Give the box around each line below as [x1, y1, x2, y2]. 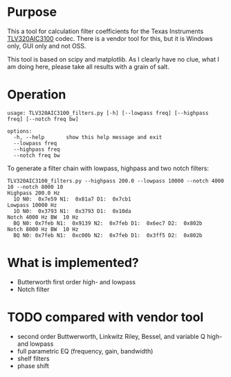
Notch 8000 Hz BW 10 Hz [7, 226, 79, 232]
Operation [7, 87, 66, 102]
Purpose [7, 4, 57, 20]
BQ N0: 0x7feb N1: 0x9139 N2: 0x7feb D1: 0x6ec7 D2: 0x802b [13, 219, 203, 227]
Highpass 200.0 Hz [7, 190, 60, 196]
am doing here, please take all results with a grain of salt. [7, 62, 169, 71]
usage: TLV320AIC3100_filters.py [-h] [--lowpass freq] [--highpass [7, 109, 209, 116]
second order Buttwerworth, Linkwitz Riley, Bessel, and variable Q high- [17, 332, 223, 340]
